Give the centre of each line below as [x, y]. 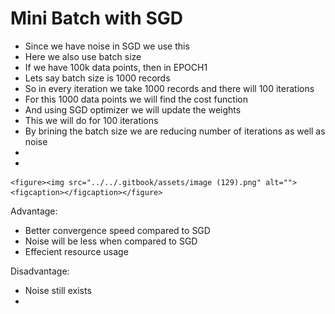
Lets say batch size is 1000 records [97, 78]
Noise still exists [58, 290]
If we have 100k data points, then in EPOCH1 [116, 67]
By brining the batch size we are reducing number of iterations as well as [175, 131]
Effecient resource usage [76, 251]
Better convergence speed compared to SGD [117, 230]
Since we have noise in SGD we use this [107, 46]
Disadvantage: [40, 271]
